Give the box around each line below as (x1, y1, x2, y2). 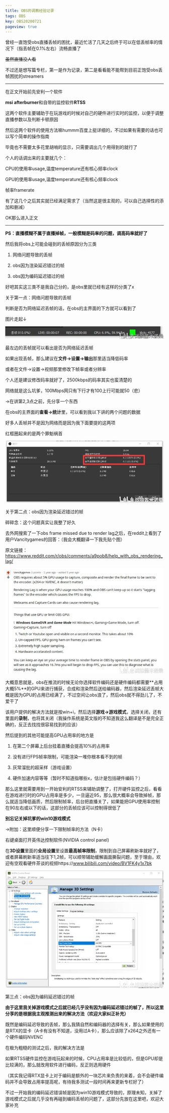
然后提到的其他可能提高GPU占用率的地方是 (5, 732, 94, 739)
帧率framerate (5, 187, 35, 193)
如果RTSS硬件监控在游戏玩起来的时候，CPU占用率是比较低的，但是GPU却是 (5, 1055, 163, 1062)
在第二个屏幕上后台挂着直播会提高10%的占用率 (12, 743, 110, 749)
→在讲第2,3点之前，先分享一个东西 (5, 399, 78, 405)
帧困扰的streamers (5, 73, 44, 79)
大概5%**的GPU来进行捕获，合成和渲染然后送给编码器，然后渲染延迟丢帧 (5, 686, 159, 692)
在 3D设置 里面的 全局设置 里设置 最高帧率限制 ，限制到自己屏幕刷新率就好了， (5, 848, 161, 854)
